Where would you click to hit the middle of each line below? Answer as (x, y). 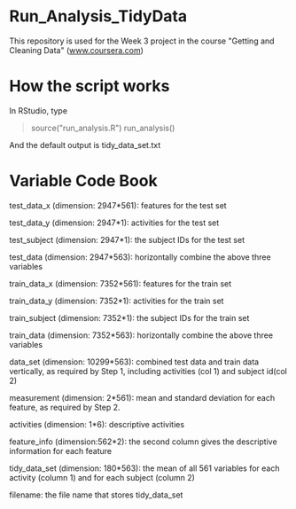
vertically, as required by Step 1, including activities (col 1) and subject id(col (148, 371)
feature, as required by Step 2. (65, 407)
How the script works (90, 86)
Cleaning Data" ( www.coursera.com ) (77, 50)
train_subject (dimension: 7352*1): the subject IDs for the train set (129, 317)
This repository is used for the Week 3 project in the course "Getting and (142, 41)
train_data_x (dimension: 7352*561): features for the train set (121, 283)
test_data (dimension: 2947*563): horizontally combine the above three (140, 257)
